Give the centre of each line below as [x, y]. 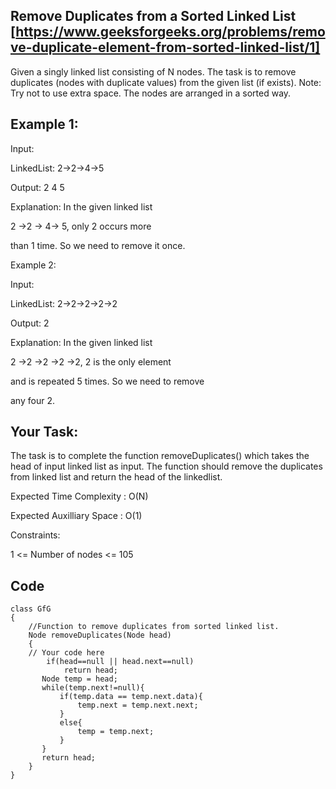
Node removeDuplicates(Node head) [100, 635]
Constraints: [35, 535]
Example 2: [33, 265]
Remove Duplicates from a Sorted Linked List [153, 16]
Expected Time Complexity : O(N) [79, 496]
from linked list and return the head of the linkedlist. [116, 477]
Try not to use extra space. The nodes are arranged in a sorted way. [151, 93]
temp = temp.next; [116, 732]
